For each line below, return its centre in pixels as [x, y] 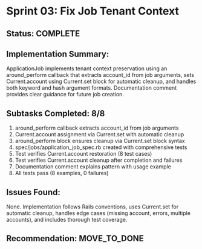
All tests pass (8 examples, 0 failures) [62, 173]
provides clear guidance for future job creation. [65, 95]
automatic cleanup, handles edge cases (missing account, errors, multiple [98, 213]
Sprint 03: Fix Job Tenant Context [93, 11]
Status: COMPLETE [43, 34]
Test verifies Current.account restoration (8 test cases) [83, 154]
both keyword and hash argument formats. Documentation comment [92, 88]
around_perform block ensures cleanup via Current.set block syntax [100, 141]
